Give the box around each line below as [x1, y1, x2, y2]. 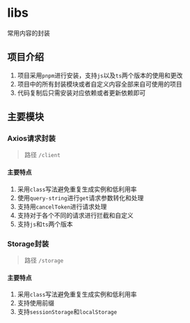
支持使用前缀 [17, 299, 54, 308]
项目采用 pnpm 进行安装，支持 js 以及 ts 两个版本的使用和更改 [17, 71, 183, 80]
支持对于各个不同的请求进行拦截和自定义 [17, 211, 134, 219]
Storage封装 [7, 239, 49, 248]
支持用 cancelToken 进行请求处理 [17, 202, 107, 211]
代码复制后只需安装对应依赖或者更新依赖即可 [17, 89, 146, 97]
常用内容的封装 [7, 29, 50, 37]
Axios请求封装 [7, 134, 56, 144]
